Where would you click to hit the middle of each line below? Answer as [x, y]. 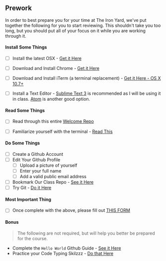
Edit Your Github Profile [36, 160]
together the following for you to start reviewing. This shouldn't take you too [83, 25]
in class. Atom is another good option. [51, 99]
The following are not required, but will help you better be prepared [86, 233]
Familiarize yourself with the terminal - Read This [62, 131]
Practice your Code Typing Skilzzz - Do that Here [63, 253]
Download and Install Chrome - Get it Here [56, 68]
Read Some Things [25, 110]
